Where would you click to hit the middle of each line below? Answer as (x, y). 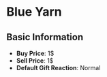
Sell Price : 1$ (35, 61)
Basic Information (45, 37)
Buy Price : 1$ (35, 53)
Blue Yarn (34, 12)
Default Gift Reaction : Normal (58, 68)
